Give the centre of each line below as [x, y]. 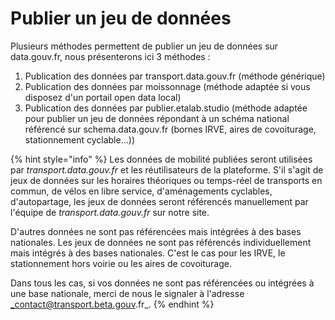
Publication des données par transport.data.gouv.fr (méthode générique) [175, 76]
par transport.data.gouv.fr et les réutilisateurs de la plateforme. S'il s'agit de [167, 169]
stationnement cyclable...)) [79, 139]
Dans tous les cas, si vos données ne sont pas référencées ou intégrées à [162, 283]
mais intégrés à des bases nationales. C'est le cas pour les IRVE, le [148, 253]
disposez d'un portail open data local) [103, 97]
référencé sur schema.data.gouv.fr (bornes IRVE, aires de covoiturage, [170, 129]
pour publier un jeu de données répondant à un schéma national [157, 118]
